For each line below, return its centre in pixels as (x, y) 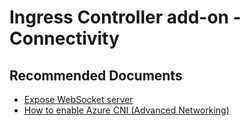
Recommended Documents (96, 75)
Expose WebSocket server (78, 99)
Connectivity (64, 38)
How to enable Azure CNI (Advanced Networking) (126, 110)
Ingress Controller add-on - (125, 17)
